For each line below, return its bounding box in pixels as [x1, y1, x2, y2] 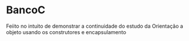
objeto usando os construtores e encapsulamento [6, 28, 126, 35]
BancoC [6, 3, 46, 17]
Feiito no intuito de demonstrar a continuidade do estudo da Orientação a [6, 23, 184, 29]
